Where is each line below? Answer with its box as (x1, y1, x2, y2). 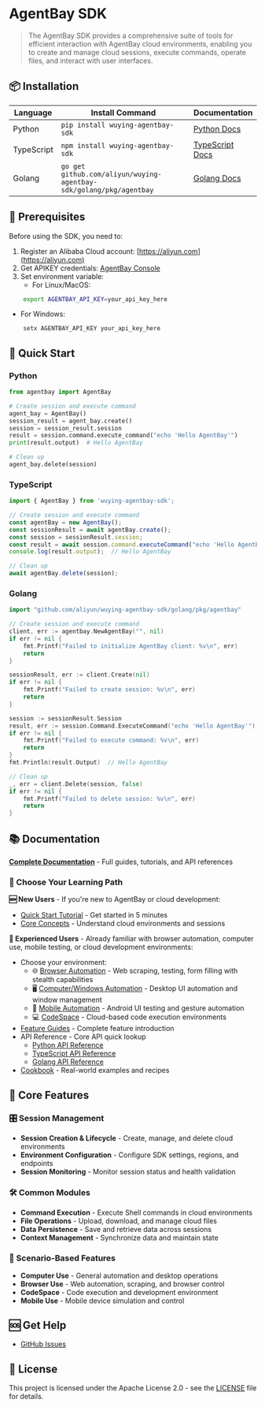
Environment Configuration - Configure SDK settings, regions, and (20, 1150, 239, 1159)
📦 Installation (9, 80, 79, 93)
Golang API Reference (31, 1057, 105, 1066)
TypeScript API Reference (31, 1049, 116, 1059)
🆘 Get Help (9, 1319, 67, 1332)
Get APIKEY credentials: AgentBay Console (20, 263, 160, 273)
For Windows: (20, 309, 66, 319)
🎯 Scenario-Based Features (9, 1253, 116, 1264)
